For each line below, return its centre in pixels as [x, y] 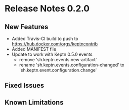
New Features [26, 27]
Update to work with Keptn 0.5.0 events [52, 54]
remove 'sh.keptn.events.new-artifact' [58, 59]
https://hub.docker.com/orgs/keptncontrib [55, 44]
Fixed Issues [24, 86]
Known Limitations [34, 102]
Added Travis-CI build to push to [45, 38]
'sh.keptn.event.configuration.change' [58, 70]
